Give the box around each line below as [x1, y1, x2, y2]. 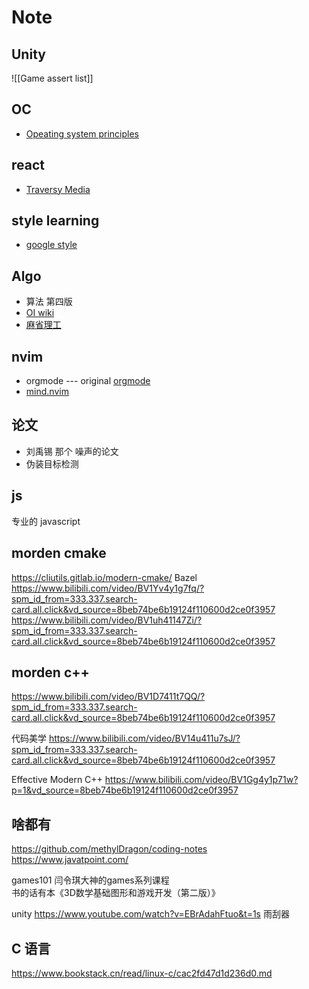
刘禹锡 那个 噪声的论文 [25, 445, 119, 457]
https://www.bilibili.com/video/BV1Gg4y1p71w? [104, 774, 299, 786]
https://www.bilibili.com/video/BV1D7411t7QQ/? [11, 691, 206, 703]
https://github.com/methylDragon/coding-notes [11, 843, 208, 855]
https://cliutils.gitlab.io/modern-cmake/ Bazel [11, 571, 198, 583]
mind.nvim [25, 386, 69, 398]
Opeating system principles [25, 127, 139, 140]
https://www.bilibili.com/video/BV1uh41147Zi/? [11, 614, 203, 626]
